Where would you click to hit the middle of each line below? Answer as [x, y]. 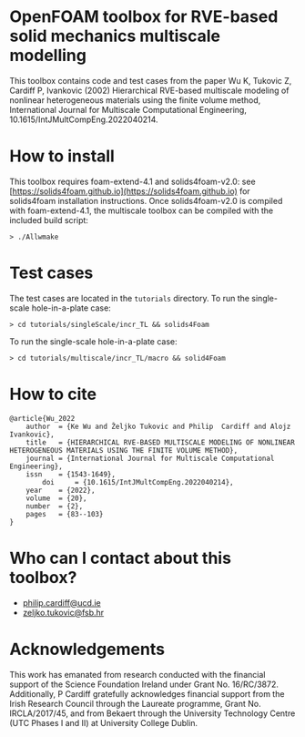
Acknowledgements [87, 649]
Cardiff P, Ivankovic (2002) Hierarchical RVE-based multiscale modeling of [149, 90]
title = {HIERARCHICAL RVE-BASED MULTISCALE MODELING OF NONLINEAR [161, 442]
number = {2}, [55, 506]
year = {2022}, [61, 490]
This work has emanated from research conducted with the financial [137, 674]
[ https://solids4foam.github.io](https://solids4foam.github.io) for [130, 191]
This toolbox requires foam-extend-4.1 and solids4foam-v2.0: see [133, 181]
